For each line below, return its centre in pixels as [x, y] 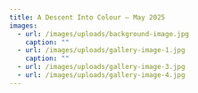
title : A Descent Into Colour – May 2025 [87, 17]
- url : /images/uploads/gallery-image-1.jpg [101, 50]
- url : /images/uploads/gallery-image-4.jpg [101, 75]
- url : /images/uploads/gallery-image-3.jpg [101, 67]
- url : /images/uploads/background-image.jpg [103, 34]
